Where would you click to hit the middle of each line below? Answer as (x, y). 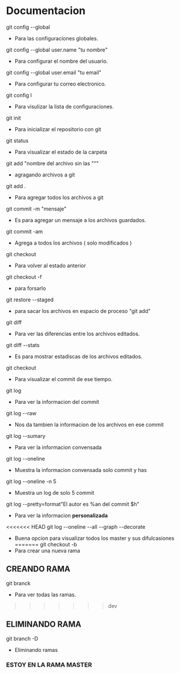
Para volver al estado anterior (50, 266)
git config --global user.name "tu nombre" (57, 50)
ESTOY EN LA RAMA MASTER (49, 665)
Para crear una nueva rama (47, 550)
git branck (18, 583)
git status (17, 140)
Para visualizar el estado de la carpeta (61, 152)
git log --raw (21, 413)
